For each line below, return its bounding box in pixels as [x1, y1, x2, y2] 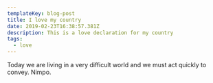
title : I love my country [7, 16, 81, 23]
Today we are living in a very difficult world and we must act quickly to [7, 61, 207, 69]
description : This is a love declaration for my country [7, 29, 174, 36]
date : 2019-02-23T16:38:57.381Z [7, 23, 100, 29]
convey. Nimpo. [7, 68, 52, 76]
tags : [7, 36, 23, 43]
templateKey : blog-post [7, 10, 76, 17]
